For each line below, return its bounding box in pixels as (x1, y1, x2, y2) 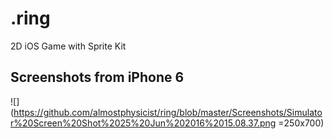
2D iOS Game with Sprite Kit (10, 40, 127, 52)
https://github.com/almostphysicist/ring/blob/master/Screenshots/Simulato (13, 106, 323, 118)
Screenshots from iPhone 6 (10, 69, 185, 86)
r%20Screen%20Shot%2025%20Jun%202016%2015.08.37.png (10, 117, 277, 129)
